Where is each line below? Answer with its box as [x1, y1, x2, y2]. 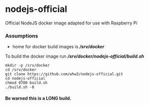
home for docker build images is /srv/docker [12, 44, 105, 50]
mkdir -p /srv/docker [5, 63, 50, 68]
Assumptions [5, 32, 38, 39]
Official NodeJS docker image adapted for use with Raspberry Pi [5, 20, 138, 26]
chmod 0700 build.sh [5, 81, 48, 86]
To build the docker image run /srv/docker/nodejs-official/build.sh [5, 53, 144, 59]
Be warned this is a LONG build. [5, 95, 72, 101]
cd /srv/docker [5, 67, 37, 73]
